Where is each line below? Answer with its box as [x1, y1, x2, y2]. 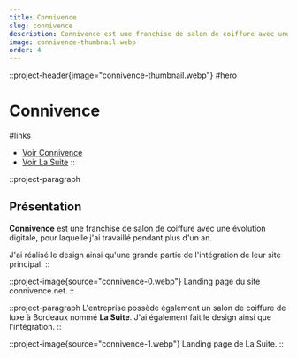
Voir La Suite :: [21, 156, 75, 168]
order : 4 [9, 46, 42, 55]
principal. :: [9, 258, 50, 270]
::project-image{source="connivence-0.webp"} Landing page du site [9, 276, 261, 286]
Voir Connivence [21, 148, 83, 158]
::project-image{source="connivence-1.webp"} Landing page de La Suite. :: [9, 338, 285, 349]
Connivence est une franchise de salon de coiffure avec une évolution [9, 223, 267, 233]
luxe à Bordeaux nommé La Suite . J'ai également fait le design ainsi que [9, 311, 272, 323]
